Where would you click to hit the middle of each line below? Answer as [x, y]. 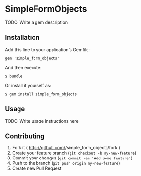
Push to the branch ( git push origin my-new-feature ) [66, 163]
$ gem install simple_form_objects [41, 94]
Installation [22, 38]
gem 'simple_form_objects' [32, 58]
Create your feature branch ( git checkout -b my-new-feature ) [74, 153]
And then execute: [23, 67]
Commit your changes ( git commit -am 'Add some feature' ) [72, 158]
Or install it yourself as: [28, 85]
